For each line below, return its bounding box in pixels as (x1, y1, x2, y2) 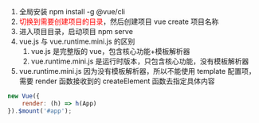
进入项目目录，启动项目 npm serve (18, 27, 133, 36)
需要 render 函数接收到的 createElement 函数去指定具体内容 (18, 76, 216, 86)
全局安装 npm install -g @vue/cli (18, 7, 125, 16)
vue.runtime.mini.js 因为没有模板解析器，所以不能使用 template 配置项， (18, 67, 256, 75)
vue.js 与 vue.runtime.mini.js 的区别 (18, 37, 135, 46)
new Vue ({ (7, 92, 41, 100)
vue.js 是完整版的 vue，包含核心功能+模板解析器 (30, 47, 190, 56)
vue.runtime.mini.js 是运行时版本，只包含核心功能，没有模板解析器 (30, 56, 249, 66)
